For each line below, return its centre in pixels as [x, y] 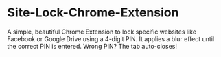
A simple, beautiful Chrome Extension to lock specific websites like [102, 32]
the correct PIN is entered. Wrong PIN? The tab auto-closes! [92, 46]
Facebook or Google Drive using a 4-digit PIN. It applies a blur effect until [111, 38]
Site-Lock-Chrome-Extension [93, 13]
